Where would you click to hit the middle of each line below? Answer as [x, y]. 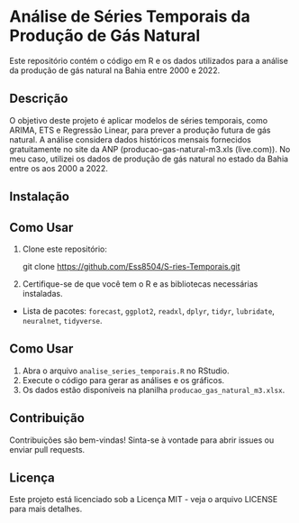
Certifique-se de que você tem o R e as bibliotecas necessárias [140, 284]
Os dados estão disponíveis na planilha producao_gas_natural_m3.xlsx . [154, 390]
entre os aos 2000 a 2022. [59, 168]
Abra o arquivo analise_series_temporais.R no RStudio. [126, 371]
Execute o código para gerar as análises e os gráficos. [123, 380]
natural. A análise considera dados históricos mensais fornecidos [131, 139]
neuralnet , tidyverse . [62, 320]
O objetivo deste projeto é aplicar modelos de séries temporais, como [139, 120]
